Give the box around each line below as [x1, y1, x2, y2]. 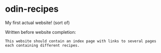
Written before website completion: [5, 29, 76, 35]
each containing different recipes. [5, 43, 80, 48]
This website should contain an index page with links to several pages [5, 38, 157, 44]
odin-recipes [5, 3, 59, 15]
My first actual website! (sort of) [5, 20, 70, 26]
